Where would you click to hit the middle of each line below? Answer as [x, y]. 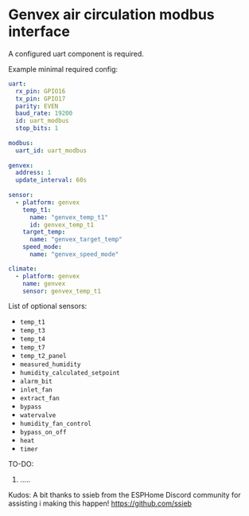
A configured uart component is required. [76, 53]
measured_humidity [50, 364]
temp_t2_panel [43, 356]
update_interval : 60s [51, 180]
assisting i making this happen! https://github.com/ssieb [100, 503]
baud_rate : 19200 [44, 113]
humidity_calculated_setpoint [70, 373]
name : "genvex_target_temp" [76, 240]
